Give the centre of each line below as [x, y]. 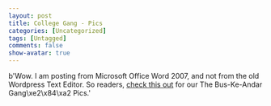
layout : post [30, 16]
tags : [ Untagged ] [38, 38]
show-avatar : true [39, 53]
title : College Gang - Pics [56, 23]
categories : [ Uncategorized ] [57, 31]
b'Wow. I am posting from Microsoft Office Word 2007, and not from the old [134, 76]
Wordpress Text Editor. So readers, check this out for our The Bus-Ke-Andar [135, 84]
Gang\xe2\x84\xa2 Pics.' [50, 93]
